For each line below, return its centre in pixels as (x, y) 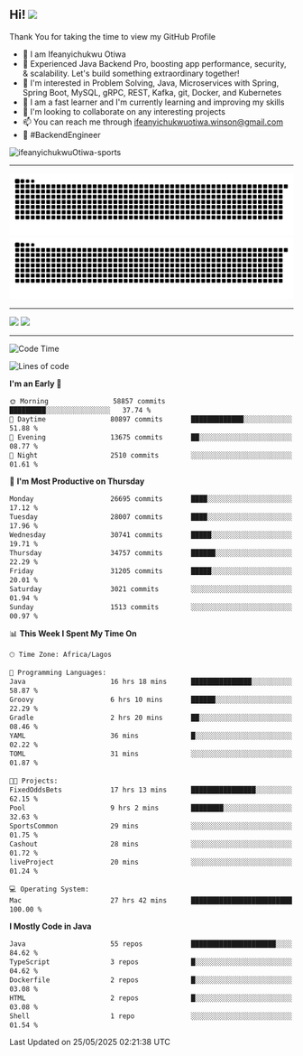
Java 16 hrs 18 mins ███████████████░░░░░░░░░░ (151, 682)
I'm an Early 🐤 (36, 384)
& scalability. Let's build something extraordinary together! (131, 73)
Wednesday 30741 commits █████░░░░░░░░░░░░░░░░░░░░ (151, 535)
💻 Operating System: (50, 889)
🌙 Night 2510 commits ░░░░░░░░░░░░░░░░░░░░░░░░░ (151, 456)
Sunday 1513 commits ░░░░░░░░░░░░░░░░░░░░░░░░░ (151, 607)
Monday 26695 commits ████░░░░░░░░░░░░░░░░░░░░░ (151, 499)
